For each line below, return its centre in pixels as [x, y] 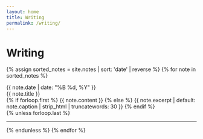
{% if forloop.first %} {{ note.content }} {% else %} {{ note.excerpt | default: [101, 100]
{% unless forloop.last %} [38, 113]
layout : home [23, 12]
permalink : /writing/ [34, 23]
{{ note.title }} [23, 94]
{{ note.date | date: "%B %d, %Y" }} [51, 87]
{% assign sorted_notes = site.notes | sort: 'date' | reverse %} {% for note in [101, 69]
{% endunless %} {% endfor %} [46, 131]
